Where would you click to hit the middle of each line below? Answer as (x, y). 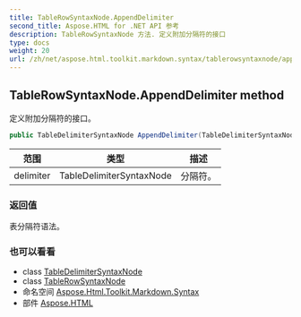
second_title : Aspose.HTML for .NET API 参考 (94, 26)
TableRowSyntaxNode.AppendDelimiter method (147, 95)
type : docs (30, 43)
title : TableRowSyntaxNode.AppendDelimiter (92, 17)
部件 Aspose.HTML (58, 303)
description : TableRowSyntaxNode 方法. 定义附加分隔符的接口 (118, 34)
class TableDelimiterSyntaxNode (82, 272)
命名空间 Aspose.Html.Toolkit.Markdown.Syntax (111, 292)
